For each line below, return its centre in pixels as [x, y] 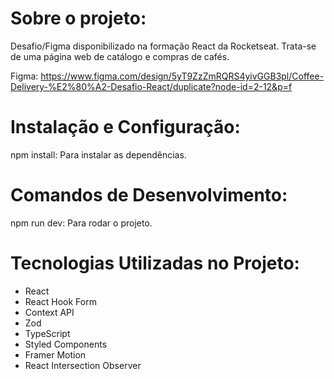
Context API [49, 312]
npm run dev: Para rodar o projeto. [81, 223]
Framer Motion [55, 354]
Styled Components [66, 344]
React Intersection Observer [83, 365]
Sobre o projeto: [78, 18]
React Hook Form [60, 301]
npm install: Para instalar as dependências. [98, 154]
